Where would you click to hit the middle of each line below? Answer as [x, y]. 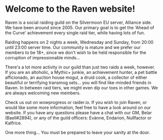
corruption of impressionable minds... [43, 57]
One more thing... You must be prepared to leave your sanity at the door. [78, 132]
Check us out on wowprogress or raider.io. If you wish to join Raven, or [76, 102]
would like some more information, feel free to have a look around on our [78, 107]
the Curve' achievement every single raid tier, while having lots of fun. [75, 33]
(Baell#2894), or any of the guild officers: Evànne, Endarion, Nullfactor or [78, 118]
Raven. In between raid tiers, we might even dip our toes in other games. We [81, 87]
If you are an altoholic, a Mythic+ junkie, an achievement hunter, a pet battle [81, 72]
